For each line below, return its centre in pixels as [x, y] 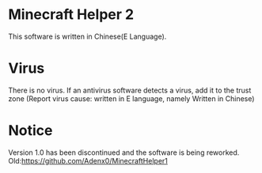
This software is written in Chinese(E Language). [87, 36]
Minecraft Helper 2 [71, 15]
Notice [30, 131]
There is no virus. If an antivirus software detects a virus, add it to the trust [130, 90]
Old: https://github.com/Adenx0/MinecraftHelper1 [88, 160]
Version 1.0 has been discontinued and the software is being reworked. [124, 152]
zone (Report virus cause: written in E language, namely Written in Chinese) [131, 98]
